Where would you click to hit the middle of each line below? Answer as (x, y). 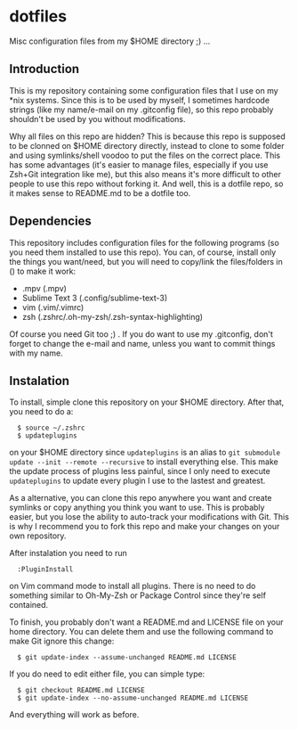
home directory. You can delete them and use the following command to (141, 632)
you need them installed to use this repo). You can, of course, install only (143, 252)
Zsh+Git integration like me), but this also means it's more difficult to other (145, 174)
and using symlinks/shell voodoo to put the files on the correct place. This (145, 155)
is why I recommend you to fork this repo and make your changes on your (145, 527)
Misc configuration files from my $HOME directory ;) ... (110, 41)
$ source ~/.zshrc (52, 428)
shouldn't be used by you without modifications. (97, 119)
